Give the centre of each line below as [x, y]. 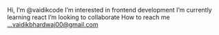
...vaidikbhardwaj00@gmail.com [53, 24]
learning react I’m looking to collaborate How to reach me [88, 17]
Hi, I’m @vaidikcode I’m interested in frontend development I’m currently [109, 10]
